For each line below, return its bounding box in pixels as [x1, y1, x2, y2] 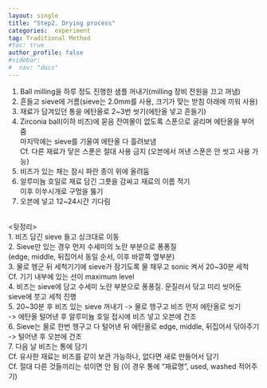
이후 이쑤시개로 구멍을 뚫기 [19, 186, 104, 196]
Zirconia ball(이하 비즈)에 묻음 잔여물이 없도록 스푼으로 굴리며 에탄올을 [19, 117, 241, 126]
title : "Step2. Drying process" [8, 19, 116, 27]
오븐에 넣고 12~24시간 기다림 [19, 196, 111, 206]
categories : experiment [8, 26, 91, 34]
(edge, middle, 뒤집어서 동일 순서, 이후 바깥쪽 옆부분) [8, 251, 175, 261]
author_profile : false [8, 49, 84, 57]
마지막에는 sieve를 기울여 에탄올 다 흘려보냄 [19, 137, 157, 146]
